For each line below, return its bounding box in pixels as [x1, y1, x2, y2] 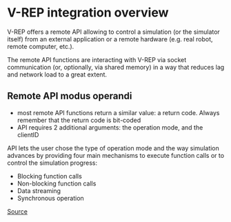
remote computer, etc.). [7, 42, 74, 50]
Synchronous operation [17, 194, 84, 202]
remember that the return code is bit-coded [17, 116, 141, 124]
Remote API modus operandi [7, 90, 132, 102]
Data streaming [17, 186, 61, 194]
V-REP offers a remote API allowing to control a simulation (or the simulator [7, 28, 221, 36]
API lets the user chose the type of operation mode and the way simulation [7, 143, 219, 152]
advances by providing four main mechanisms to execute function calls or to [7, 151, 225, 159]
